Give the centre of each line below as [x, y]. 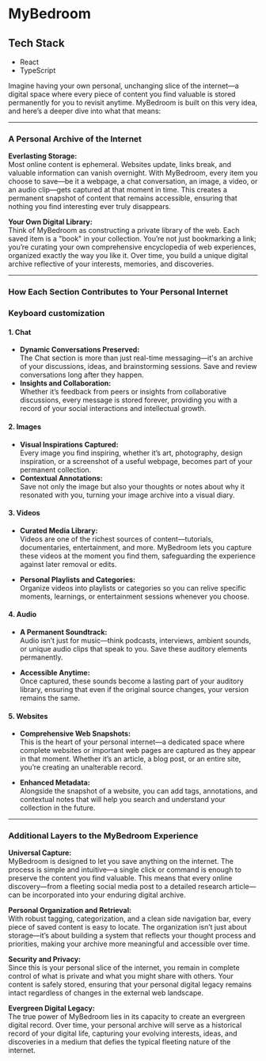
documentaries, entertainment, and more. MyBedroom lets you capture [135, 547]
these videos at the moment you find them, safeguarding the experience [137, 556]
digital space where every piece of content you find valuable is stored [122, 94]
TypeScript [38, 70]
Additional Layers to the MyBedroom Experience [103, 836]
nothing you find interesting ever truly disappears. [90, 207]
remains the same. [50, 698]
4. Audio [23, 614]
